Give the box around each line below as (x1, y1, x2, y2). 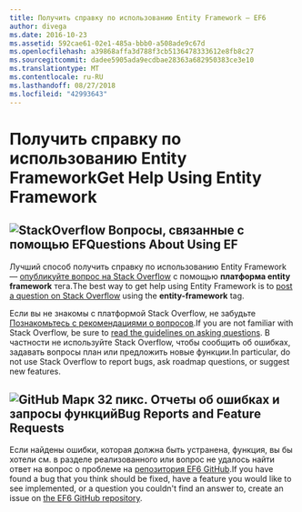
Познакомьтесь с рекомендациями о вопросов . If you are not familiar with (9, 317, 294, 328)
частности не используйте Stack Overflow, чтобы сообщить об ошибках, (9, 336, 291, 347)
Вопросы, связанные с (107, 223, 245, 238)
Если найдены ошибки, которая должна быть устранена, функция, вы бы (9, 445, 293, 456)
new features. (9, 366, 61, 376)
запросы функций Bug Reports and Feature (9, 406, 262, 421)
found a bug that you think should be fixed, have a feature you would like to (9, 474, 292, 485)
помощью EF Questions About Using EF (9, 237, 238, 253)
